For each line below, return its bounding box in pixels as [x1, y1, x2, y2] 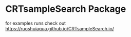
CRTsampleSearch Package [5, 3, 126, 15]
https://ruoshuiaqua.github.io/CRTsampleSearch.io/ [5, 25, 115, 31]
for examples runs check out [5, 20, 66, 26]
